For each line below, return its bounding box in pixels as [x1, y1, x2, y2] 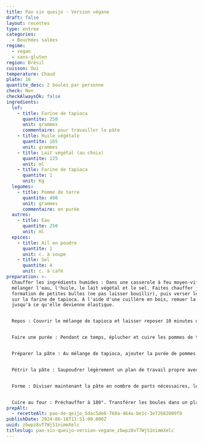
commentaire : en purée [22, 206, 80, 212]
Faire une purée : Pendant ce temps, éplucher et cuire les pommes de [11, 335, 193, 341]
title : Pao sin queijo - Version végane [6, 8, 110, 15]
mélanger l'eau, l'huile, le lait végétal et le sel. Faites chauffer [11, 285, 193, 291]
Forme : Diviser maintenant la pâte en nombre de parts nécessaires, [11, 383, 190, 389]
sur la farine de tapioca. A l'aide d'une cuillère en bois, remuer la [11, 296, 196, 302]
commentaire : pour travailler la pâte [22, 127, 120, 133]
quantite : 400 [22, 195, 59, 201]
